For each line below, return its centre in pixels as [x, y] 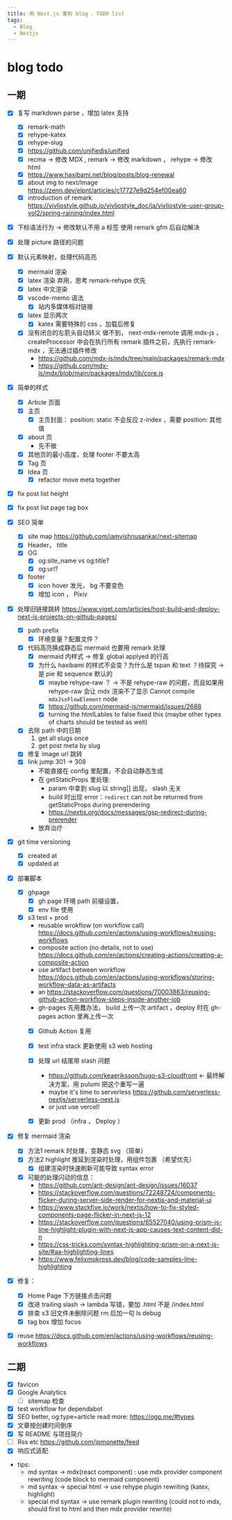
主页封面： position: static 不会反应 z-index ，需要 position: [123, 419]
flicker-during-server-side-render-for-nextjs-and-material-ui [125, 1200]
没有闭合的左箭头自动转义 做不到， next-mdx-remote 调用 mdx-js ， [125, 333]
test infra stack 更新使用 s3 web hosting [95, 1046]
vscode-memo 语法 [56, 298]
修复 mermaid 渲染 [44, 1136]
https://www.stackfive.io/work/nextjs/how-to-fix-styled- [119, 1207]
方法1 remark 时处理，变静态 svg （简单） [87, 1151]
